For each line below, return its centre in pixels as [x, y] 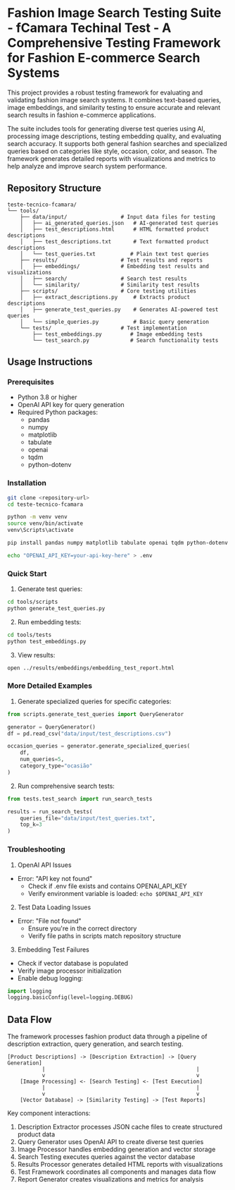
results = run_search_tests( [50, 812]
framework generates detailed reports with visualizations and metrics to [112, 158]
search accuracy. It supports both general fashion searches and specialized [117, 143]
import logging [30, 991]
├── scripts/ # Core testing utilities [108, 291]
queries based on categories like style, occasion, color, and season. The [112, 151]
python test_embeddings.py [47, 641]
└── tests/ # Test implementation [104, 328]
